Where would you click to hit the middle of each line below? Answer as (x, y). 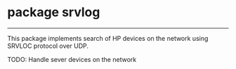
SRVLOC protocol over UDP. (48, 46)
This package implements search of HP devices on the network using (108, 38)
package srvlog (54, 12)
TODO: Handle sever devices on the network (72, 59)
